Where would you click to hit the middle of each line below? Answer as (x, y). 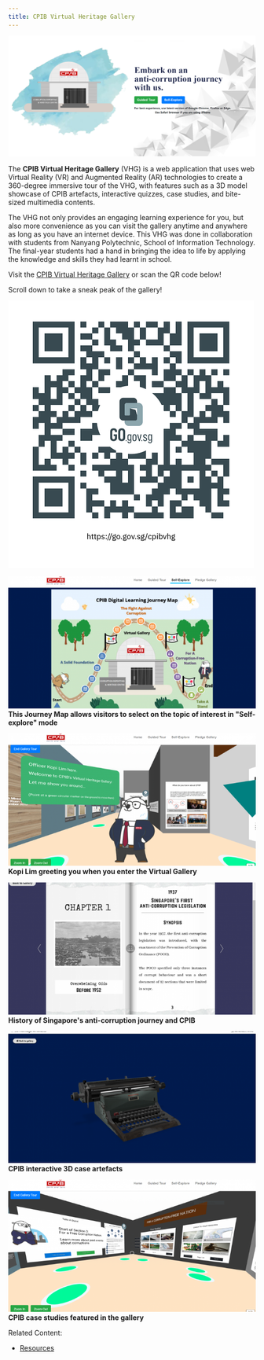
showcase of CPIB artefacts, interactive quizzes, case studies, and (116, 194)
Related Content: (35, 1333)
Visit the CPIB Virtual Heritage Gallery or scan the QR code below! (115, 274)
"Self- (246, 715)
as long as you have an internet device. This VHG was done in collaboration (130, 234)
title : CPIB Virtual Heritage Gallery (71, 17)
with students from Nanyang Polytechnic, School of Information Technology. (132, 243)
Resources (37, 1348)
